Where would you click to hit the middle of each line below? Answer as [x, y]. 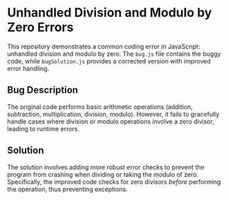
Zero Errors [40, 27]
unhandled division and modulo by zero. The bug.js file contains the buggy [114, 54]
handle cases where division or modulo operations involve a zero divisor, [111, 121]
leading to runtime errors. [44, 128]
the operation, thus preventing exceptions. [67, 189]
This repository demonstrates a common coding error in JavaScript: [104, 46]
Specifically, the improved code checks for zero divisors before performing [114, 181]
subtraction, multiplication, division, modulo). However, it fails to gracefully [113, 114]
